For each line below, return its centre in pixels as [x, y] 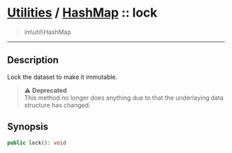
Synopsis [28, 127]
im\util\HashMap [47, 32]
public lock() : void [37, 143]
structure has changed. [57, 105]
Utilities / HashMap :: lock [82, 13]
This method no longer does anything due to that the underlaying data [124, 98]
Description [33, 60]
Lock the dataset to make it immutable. [62, 77]
